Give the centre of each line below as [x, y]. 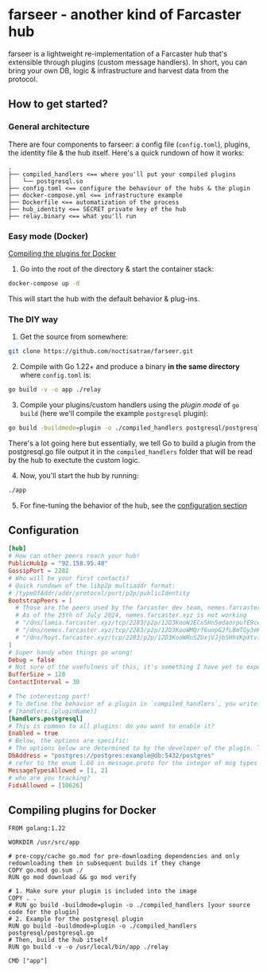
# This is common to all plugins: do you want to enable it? [112, 726]
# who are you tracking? [49, 778]
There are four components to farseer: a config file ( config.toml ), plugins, [129, 144]
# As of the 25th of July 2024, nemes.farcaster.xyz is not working [131, 615]
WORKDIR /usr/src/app [44, 842]
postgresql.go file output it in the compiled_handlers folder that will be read [130, 451]
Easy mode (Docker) [48, 236]
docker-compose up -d [44, 283]
